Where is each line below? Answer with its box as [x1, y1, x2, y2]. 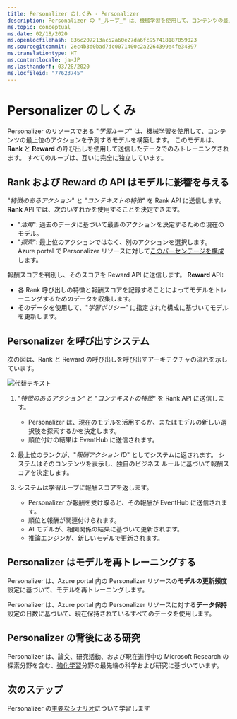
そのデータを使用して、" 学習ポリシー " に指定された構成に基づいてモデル [17, 304, 229, 312]
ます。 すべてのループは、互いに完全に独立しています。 [7, 154, 168, 162]
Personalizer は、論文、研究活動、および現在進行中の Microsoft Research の [7, 652, 229, 660]
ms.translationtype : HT [7, 50, 78, 57]
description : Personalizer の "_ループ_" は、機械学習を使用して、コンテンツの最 [7, 17, 229, 24]
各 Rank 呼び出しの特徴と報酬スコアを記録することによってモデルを [17, 286, 215, 294]
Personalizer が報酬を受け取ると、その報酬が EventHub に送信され [28, 498, 222, 507]
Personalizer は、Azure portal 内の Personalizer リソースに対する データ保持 [7, 600, 228, 609]
